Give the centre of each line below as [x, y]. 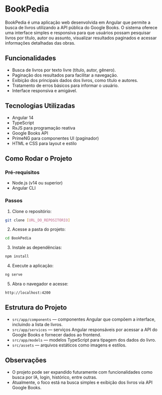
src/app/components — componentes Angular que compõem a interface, [84, 319]
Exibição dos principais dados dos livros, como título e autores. [75, 80]
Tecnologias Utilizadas [40, 106]
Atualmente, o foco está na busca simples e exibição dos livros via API [82, 382]
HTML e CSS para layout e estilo [44, 143]
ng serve [14, 275]
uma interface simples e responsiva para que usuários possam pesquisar [78, 33]
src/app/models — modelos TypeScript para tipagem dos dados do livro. [84, 340]
